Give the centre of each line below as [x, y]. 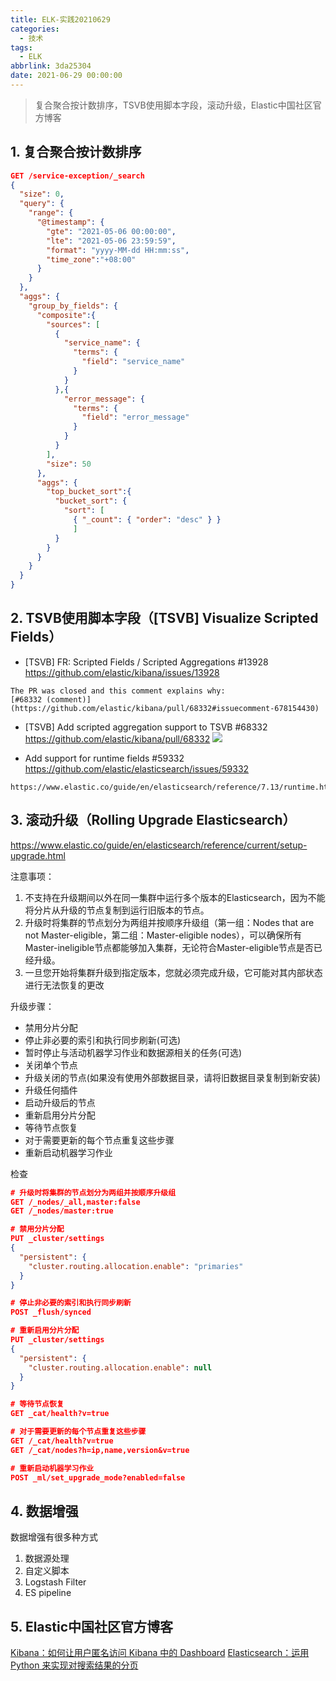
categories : [35, 29]
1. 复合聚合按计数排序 [76, 152]
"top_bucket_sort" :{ [89, 492]
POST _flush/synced [51, 1312]
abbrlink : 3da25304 [51, 66]
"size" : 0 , [42, 194]
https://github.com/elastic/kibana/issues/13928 [122, 672]
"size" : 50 [69, 464]
